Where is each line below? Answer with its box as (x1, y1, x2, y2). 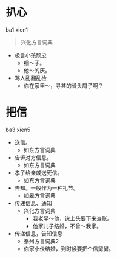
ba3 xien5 (5, 126, 31, 133)
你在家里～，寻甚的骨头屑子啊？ (23, 82, 104, 89)
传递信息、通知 (14, 199, 52, 207)
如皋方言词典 (23, 192, 56, 199)
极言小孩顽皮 (14, 51, 47, 58)
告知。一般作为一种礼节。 (14, 184, 79, 192)
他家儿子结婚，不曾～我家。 (32, 222, 102, 229)
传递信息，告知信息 (14, 229, 63, 237)
